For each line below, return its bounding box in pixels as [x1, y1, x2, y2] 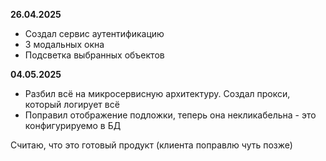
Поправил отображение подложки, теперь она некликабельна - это [24, 109, 317, 121]
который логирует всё [24, 99, 120, 110]
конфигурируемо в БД [24, 120, 122, 131]
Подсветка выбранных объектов [24, 49, 165, 61]
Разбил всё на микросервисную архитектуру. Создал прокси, [24, 88, 291, 99]
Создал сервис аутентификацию [24, 28, 165, 39]
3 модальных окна [24, 39, 105, 50]
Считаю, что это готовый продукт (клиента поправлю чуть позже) [10, 139, 293, 151]
